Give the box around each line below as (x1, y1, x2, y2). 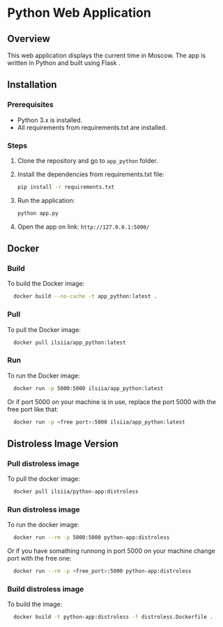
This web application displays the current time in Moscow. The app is (7, 51, 206, 59)
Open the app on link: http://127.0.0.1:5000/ (17, 222, 150, 231)
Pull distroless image (7, 459, 80, 468)
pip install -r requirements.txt (17, 183, 115, 190)
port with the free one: (7, 554, 72, 563)
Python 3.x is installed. (17, 115, 83, 124)
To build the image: (7, 600, 63, 609)
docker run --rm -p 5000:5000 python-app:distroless (13, 534, 170, 541)
